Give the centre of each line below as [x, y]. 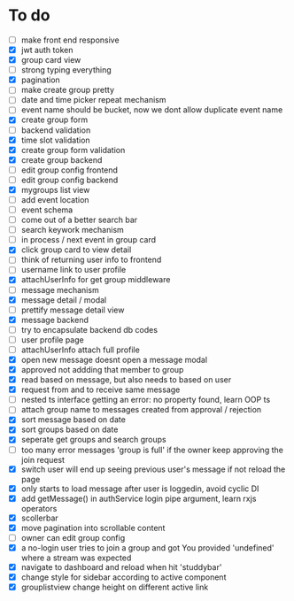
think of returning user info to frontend [91, 260]
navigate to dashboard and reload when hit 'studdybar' [121, 567]
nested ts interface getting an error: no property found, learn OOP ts [146, 400]
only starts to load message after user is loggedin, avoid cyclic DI [140, 489]
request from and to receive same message [101, 389]
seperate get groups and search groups [93, 440]
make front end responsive [70, 40]
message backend [55, 320]
